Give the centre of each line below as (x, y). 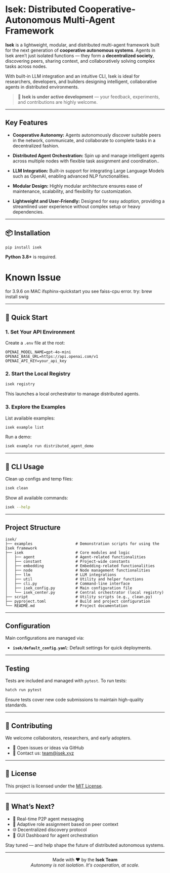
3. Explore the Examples (35, 407)
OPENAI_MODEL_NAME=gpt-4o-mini (38, 352)
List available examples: (30, 418)
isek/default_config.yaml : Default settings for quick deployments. (82, 648)
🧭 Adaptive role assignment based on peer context (66, 824)
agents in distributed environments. (42, 87)
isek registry (20, 384)
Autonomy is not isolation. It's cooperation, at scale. (85, 865)
